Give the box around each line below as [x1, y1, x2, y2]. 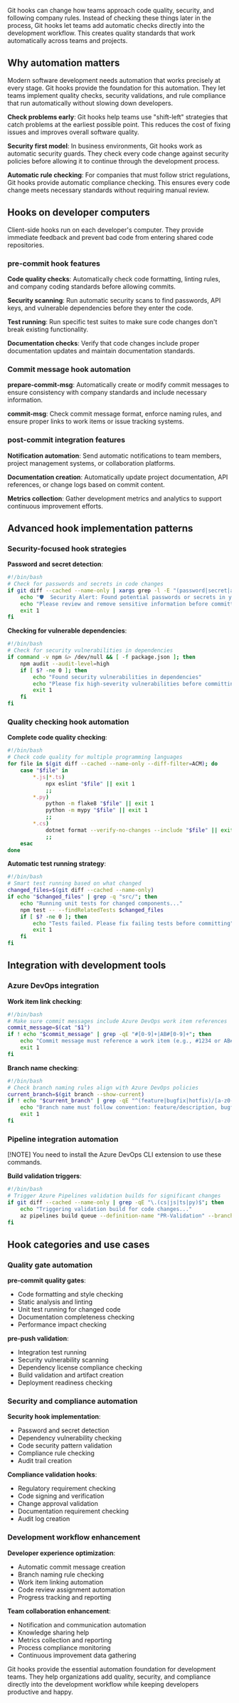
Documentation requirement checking [17, 1507, 129, 1516]
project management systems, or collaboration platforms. [7, 458, 176, 467]
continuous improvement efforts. [7, 501, 103, 510]
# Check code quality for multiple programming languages [7, 753, 183, 761]
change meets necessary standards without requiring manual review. [7, 186, 210, 194]
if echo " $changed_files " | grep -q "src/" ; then [7, 893, 158, 900]
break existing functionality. [7, 325, 89, 333]
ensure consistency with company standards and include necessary [7, 388, 207, 397]
